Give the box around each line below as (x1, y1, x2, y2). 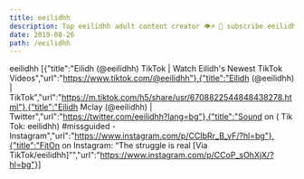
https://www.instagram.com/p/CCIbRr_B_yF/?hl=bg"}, (73, 130, 275, 141)
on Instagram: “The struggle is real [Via (62, 140, 208, 151)
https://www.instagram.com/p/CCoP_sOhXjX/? (100, 150, 274, 161)
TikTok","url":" (9, 92, 62, 103)
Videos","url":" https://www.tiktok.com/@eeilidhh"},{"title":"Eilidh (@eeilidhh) (9, 73, 295, 84)
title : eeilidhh (9, 13, 71, 23)
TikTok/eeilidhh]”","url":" (9, 150, 101, 161)
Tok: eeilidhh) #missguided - (9, 121, 116, 132)
